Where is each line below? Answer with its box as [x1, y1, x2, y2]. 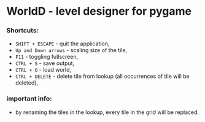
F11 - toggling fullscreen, [15, 53, 79, 61]
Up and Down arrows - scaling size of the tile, [15, 47, 128, 54]
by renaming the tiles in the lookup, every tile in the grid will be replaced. [15, 109, 199, 116]
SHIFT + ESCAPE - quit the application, [15, 40, 110, 47]
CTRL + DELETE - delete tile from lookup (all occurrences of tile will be [15, 72, 190, 80]
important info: [6, 94, 52, 103]
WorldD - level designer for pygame [6, 4, 192, 18]
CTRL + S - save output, [15, 59, 75, 67]
